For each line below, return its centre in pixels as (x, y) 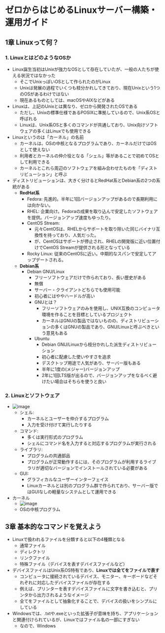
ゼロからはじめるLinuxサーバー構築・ (81, 10)
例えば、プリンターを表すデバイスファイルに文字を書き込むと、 (84, 589)
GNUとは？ (46, 302)
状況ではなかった (38, 75)
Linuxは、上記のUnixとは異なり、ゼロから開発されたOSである (75, 106)
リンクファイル (35, 558)
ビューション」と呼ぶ (46, 174)
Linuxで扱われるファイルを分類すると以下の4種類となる (69, 539)
